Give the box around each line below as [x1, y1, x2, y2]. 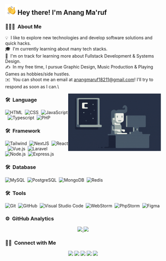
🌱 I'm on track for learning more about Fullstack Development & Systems [5, 53, 154, 59]
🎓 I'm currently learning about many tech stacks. [5, 46, 108, 52]
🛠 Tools [5, 190, 26, 196]
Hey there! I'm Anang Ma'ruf [17, 8, 107, 17]
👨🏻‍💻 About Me [5, 23, 42, 30]
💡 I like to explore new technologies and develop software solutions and [5, 34, 153, 41]
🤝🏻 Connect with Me [5, 240, 56, 247]
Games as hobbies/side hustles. [5, 71, 71, 77]
